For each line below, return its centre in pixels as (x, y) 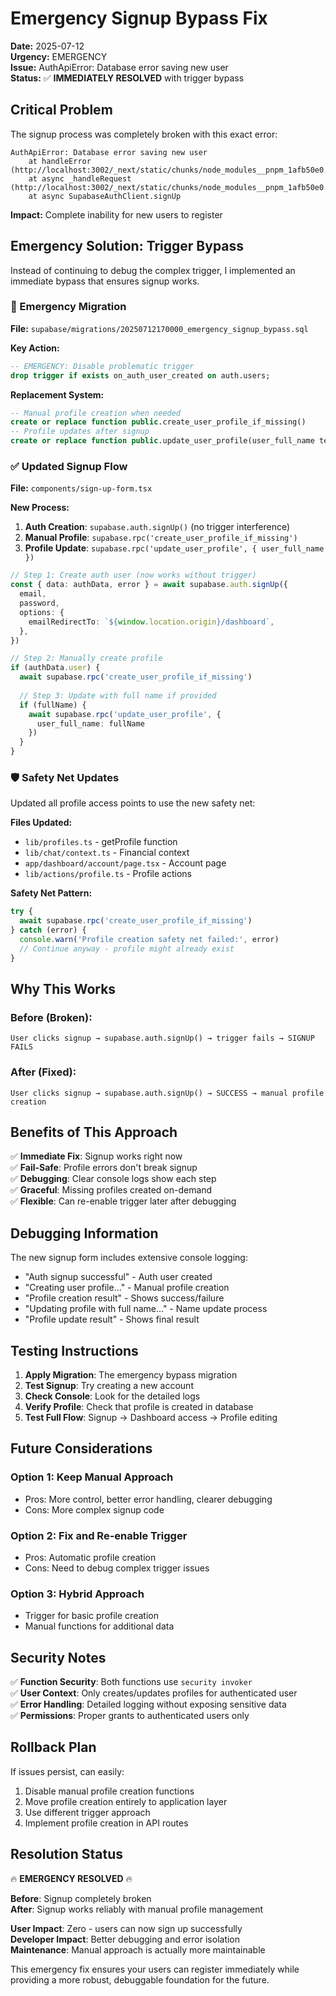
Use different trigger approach (87, 1812)
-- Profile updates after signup (80, 432)
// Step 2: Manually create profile (86, 658)
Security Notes (58, 1657)
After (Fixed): (43, 1072)
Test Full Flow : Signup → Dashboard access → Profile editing (151, 1417)
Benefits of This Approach (94, 1132)
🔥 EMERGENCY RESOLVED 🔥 (71, 1878)
